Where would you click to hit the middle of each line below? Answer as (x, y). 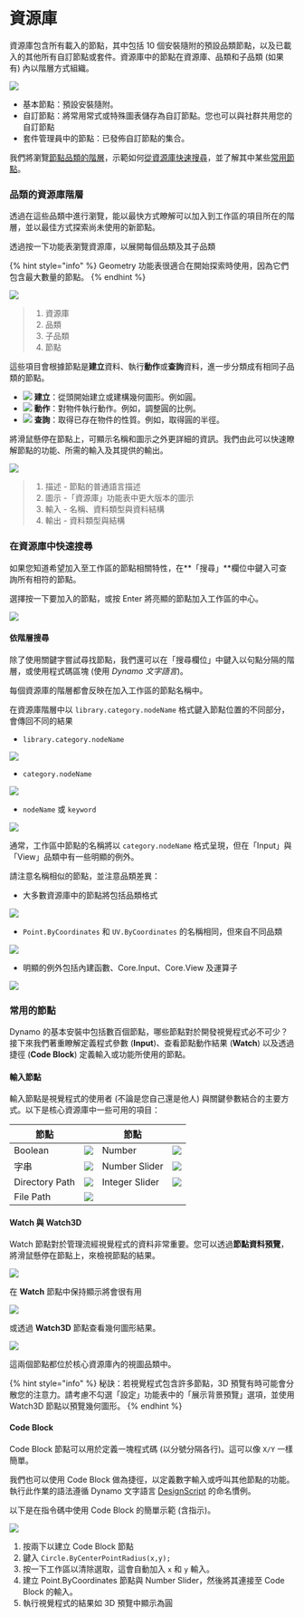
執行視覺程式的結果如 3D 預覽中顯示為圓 (98, 1603)
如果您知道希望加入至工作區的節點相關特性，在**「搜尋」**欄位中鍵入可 (144, 568)
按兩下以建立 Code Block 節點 (78, 1546)
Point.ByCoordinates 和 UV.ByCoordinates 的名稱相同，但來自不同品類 (152, 931)
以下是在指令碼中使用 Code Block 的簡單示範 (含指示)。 (112, 1510)
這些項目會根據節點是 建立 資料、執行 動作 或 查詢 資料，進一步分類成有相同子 (148, 367)
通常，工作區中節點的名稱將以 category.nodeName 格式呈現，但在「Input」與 (151, 845)
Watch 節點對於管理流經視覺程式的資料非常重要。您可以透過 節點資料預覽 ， (149, 1244)
